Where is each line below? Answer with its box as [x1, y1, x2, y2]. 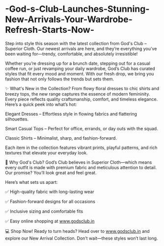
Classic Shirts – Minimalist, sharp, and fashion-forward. [5, 135, 117, 141]
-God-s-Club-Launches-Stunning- [5, 3, 150, 15]
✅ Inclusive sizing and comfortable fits [5, 208, 83, 214]
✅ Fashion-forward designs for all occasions [5, 198, 96, 204]
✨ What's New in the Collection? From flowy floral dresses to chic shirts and [5, 85, 160, 91]
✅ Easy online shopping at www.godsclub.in [5, 218, 95, 224]
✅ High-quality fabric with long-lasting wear [5, 189, 94, 195]
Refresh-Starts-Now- [5, 25, 95, 35]
